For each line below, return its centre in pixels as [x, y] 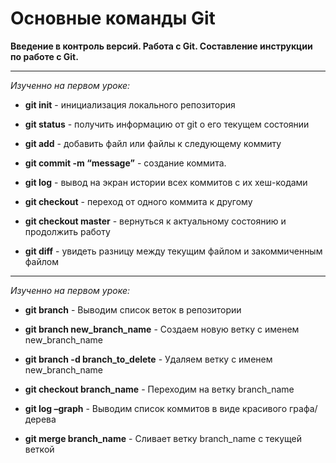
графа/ [303, 408]
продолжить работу [67, 231]
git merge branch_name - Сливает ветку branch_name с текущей [163, 438]
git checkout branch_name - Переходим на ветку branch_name [159, 389]
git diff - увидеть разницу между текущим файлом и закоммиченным [173, 251]
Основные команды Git [113, 18]
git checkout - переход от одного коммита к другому [138, 201]
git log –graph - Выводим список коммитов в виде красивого [156, 408]
